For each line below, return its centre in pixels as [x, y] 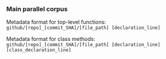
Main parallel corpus [37, 9]
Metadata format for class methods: [51, 39]
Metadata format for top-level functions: [56, 22]
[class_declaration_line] [39, 50]
